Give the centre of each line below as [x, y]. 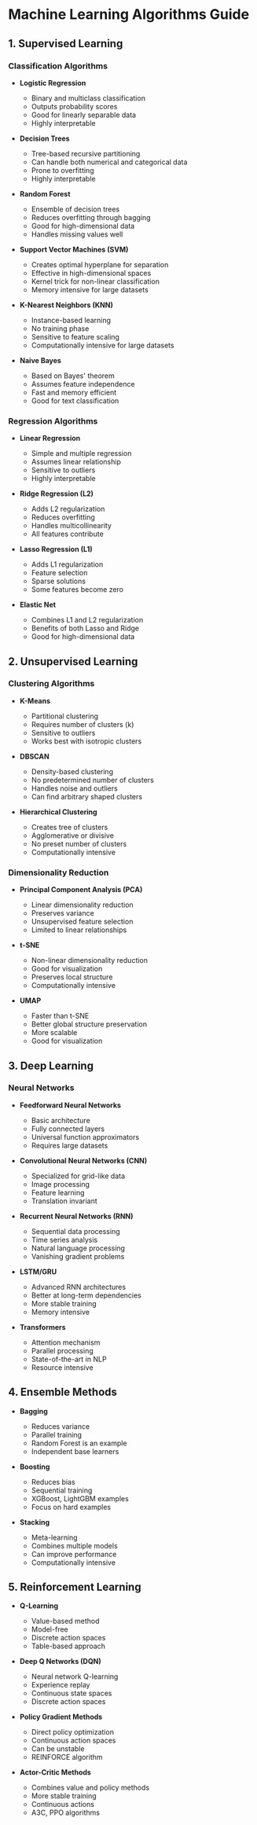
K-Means [35, 700]
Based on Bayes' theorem [73, 376]
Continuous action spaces [73, 1741]
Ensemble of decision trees [75, 209]
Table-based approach [68, 1646]
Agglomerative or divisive [72, 835]
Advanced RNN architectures [79, 1287]
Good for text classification [75, 400]
